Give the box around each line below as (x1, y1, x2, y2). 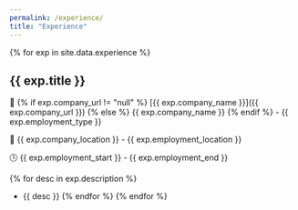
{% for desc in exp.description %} (9, 174, 138, 185)
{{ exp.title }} (9, 73, 87, 88)
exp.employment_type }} (9, 116, 102, 127)
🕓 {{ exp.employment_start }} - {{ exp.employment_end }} (9, 152, 229, 164)
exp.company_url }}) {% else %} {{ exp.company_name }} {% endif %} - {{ (9, 106, 289, 118)
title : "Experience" (9, 22, 88, 31)
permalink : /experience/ (9, 13, 104, 23)
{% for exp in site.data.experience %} (9, 46, 151, 57)
